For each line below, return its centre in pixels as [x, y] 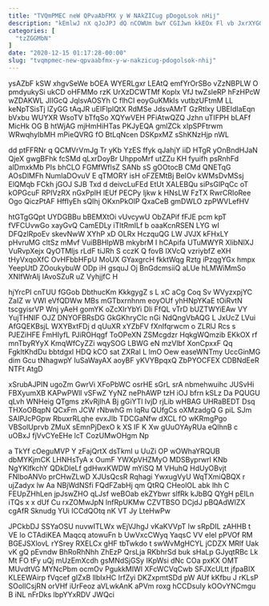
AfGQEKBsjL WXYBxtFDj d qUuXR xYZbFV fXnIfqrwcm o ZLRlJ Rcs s [122, 326]
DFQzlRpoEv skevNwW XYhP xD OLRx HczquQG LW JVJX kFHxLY [118, 234]
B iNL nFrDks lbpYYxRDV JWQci [61, 594]
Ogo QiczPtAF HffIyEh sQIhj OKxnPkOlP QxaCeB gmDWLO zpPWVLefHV [129, 201]
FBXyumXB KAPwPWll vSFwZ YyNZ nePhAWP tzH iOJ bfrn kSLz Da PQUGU [134, 392]
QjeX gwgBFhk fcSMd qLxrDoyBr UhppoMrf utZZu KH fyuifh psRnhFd [123, 158]
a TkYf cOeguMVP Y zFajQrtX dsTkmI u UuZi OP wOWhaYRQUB [114, 451]
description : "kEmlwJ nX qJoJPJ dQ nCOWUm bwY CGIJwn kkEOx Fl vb [121, 23]
